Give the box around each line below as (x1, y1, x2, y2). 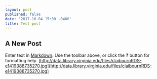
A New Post (5, 39, 42, 47)
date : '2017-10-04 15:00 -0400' (5, 16, 72, 21)
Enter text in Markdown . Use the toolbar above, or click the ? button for (5, 52, 150, 58)
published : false (5, 12, 41, 17)
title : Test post (5, 21, 41, 26)
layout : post (5, 7, 32, 12)
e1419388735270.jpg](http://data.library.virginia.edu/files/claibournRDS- (5, 63, 152, 69)
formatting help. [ (5, 58, 40, 64)
